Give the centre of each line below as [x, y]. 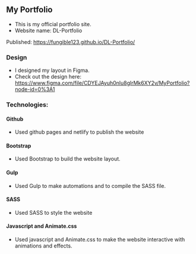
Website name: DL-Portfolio [48, 30]
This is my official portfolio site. [53, 24]
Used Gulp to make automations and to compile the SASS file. [90, 186]
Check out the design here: [48, 77]
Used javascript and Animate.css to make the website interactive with [100, 240]
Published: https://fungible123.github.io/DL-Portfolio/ [71, 42]
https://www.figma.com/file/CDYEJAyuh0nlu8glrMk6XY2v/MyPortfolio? [102, 83]
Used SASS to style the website [53, 212]
